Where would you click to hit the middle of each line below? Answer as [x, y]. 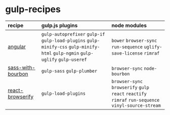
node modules [129, 25]
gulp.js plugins [59, 25]
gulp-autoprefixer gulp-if [73, 34]
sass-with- [22, 67]
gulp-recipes [33, 9]
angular [17, 47]
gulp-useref [72, 60]
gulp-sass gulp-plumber [69, 71]
